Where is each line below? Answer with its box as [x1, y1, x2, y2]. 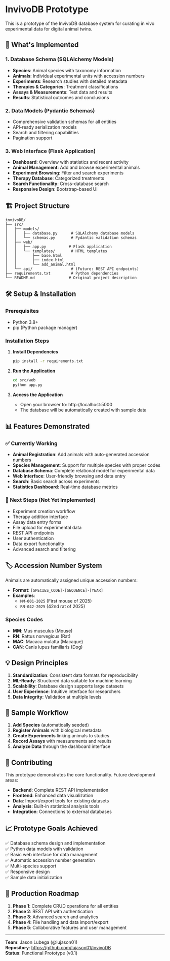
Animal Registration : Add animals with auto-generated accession [12, 452, 150, 458]
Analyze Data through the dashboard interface [12, 743, 111, 749]
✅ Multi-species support [5, 863, 57, 869]
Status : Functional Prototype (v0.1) [5, 950, 78, 956]
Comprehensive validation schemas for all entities [12, 118, 117, 125]
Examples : [12, 592, 35, 598]
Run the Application [12, 368, 56, 374]
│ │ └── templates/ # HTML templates [5, 249, 108, 254]
